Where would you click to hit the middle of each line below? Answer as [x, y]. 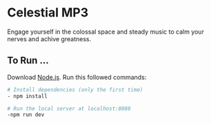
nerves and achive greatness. [49, 38]
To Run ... [28, 61]
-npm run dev [26, 115]
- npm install [28, 96]
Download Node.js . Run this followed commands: [77, 77]
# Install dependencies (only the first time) [75, 90]
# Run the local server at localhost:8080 [69, 109]
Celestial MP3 [48, 13]
